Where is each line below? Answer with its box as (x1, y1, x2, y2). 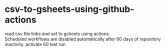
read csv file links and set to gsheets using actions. (4, 30, 110, 36)
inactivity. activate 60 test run (4, 41, 66, 47)
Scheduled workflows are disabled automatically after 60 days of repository (4, 36, 161, 42)
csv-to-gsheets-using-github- (4, 3, 134, 15)
